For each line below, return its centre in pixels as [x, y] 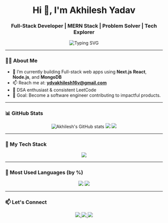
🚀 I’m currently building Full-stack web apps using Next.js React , [79, 72]
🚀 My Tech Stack [26, 144]
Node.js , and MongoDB [37, 77]
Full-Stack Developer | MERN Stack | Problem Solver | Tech [84, 26]
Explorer [84, 32]
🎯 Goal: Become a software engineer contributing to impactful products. [86, 95]
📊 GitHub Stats [24, 113]
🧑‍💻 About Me [21, 61]
